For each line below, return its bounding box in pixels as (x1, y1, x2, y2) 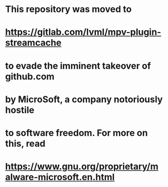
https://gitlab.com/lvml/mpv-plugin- (5, 27, 161, 38)
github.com (5, 71, 55, 82)
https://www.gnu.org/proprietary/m (5, 161, 159, 172)
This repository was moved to (5, 4, 132, 15)
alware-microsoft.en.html (5, 171, 115, 183)
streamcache (5, 37, 62, 49)
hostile (5, 104, 35, 116)
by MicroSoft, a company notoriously (5, 94, 163, 105)
